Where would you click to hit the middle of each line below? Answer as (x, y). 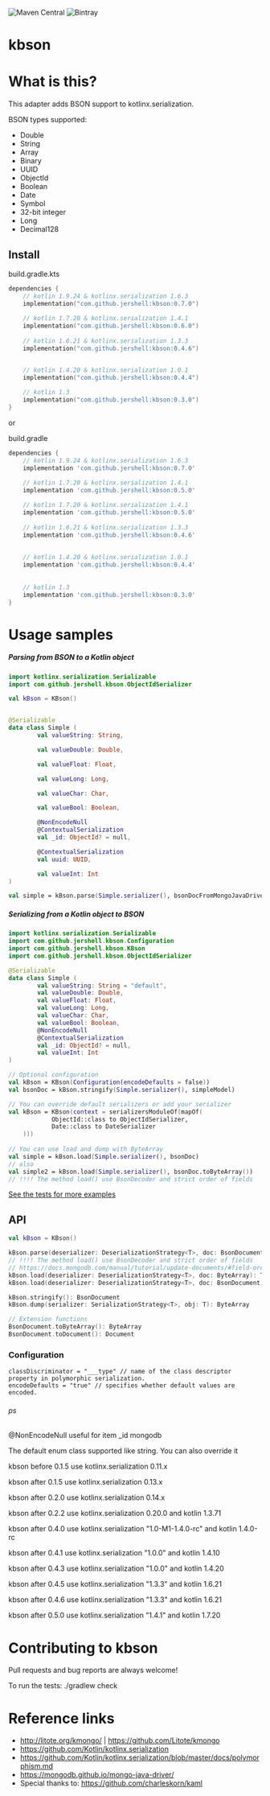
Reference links (61, 1718)
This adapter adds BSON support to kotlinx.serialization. (101, 104)
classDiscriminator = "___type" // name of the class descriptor (120, 1372)
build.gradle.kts (34, 274)
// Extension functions (48, 1320)
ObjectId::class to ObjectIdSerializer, (120, 1119)
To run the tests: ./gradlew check (63, 1686)
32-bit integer (43, 212)
